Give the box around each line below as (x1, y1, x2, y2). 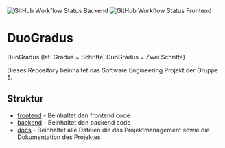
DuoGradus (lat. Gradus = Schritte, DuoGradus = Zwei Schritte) (7, 53, 186, 61)
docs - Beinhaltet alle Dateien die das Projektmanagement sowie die (16, 125, 211, 134)
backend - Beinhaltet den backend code (16, 118, 131, 126)
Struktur (7, 93, 44, 105)
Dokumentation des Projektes (16, 133, 101, 141)
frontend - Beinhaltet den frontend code (16, 111, 130, 119)
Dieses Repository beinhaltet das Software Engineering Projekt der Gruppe (7, 65, 218, 74)
